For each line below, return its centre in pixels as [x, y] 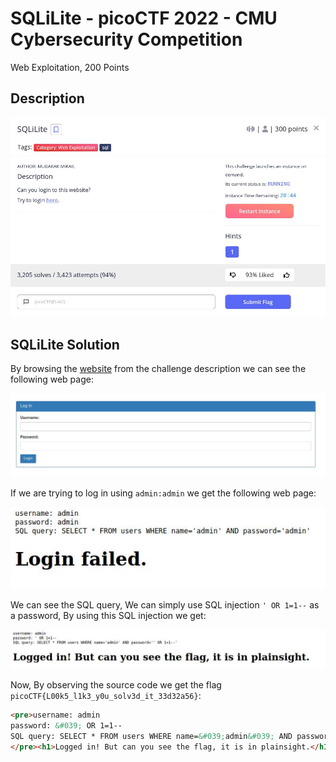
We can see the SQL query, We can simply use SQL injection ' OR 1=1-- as [165, 605]
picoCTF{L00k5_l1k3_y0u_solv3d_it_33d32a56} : [106, 696]
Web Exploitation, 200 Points [70, 67]
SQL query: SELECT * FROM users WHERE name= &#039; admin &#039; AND [151, 736]
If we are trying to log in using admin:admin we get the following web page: [163, 493]
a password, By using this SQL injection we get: [108, 616]
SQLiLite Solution [65, 344]
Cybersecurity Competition [126, 39]
